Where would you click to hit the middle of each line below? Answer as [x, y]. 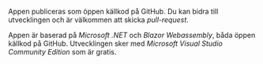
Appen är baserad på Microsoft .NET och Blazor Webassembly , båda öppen [132, 35]
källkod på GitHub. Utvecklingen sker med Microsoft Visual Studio [115, 43]
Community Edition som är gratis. [62, 52]
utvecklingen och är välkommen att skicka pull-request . [99, 20]
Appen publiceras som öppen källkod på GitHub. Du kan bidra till [113, 11]
